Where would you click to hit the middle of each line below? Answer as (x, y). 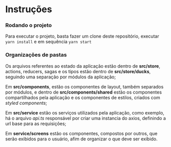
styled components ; (26, 103)
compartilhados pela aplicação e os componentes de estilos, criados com (83, 97)
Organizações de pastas (36, 55)
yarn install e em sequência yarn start (48, 42)
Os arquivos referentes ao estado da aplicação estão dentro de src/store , (83, 66)
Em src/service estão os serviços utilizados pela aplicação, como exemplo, (85, 112)
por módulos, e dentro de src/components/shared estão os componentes (84, 92)
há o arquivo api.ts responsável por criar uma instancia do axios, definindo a (86, 118)
